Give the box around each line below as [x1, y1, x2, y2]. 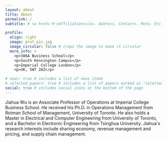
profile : [5, 30, 23, 35]
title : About [5, 12, 32, 17]
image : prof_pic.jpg [9, 39, 52, 45]
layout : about [5, 7, 35, 12]
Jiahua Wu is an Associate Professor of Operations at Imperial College [5, 99, 149, 105]
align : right [9, 35, 37, 40]
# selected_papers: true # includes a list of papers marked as [5, 81, 141, 86]
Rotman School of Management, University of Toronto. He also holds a [5, 110, 150, 116]
